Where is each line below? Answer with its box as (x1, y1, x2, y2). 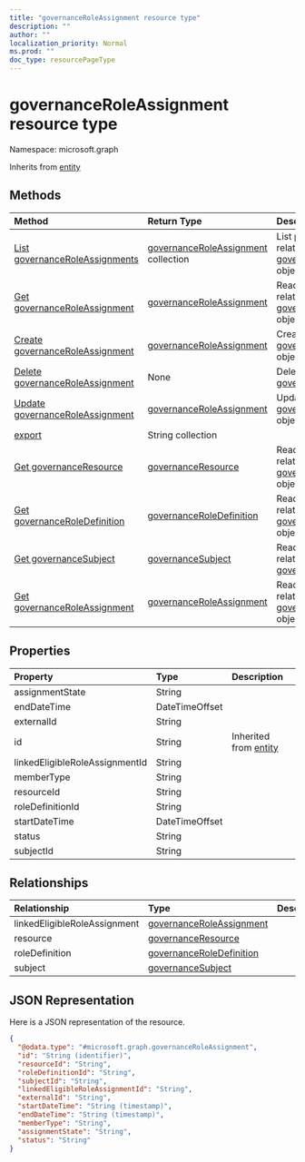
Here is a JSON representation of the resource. (9, 1017, 186, 1028)
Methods (9, 188, 62, 203)
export (14, 428, 43, 441)
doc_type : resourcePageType (9, 55, 116, 64)
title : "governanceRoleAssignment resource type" (9, 13, 202, 23)
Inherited (231, 730, 271, 743)
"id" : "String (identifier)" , (17, 1050, 132, 1060)
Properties (9, 644, 71, 659)
